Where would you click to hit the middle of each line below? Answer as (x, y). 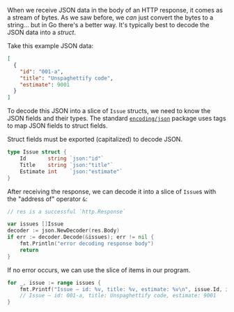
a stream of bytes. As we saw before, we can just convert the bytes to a (110, 17)
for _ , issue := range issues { (54, 283)
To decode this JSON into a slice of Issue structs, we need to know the (109, 111)
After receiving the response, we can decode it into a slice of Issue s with (112, 191)
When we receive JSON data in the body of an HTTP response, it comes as (115, 10)
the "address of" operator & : (47, 199)
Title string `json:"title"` (67, 165)
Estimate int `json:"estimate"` (71, 171)
